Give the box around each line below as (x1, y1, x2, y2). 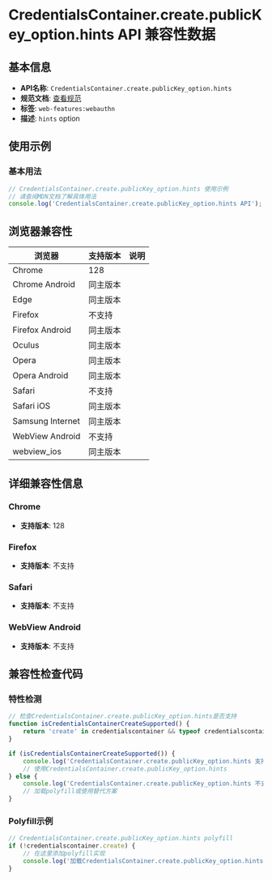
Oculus (12, 340, 40, 351)
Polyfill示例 (8, 815, 53, 827)
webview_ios (12, 446, 62, 457)
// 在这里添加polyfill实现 (23, 849, 105, 858)
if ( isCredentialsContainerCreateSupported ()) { (8, 750, 176, 758)
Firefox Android (12, 324, 71, 335)
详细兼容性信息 (8, 476, 83, 490)
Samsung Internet (12, 416, 81, 427)
